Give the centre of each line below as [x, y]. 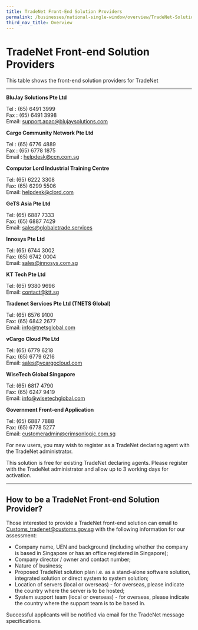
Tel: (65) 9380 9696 [31, 286]
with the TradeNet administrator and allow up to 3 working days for [88, 469]
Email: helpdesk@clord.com [40, 192]
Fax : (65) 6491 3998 [32, 115]
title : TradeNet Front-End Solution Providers [64, 12]
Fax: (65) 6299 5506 [31, 186]
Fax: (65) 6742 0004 [31, 257]
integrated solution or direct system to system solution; [82, 578]
